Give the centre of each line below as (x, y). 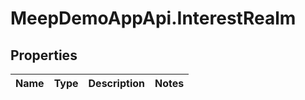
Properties (44, 55)
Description (116, 83)
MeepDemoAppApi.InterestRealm (153, 18)
